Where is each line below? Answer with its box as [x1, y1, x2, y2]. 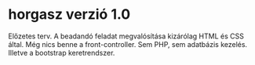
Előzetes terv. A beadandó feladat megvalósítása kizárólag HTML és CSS [8, 31, 245, 41]
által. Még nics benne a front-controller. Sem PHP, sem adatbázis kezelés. [8, 39, 248, 49]
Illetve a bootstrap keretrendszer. [8, 48, 115, 57]
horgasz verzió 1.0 [8, 5, 131, 23]
